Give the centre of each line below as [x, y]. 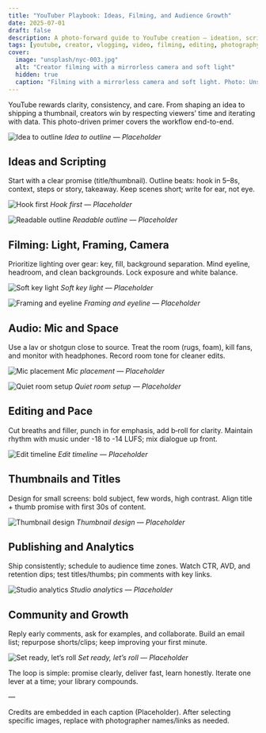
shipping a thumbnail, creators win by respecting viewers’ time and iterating [132, 113]
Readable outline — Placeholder [125, 220]
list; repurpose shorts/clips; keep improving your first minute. [108, 643]
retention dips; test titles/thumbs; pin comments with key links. [110, 574]
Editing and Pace [51, 411]
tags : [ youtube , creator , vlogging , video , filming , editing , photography [134, 45]
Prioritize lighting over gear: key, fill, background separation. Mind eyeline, [129, 264]
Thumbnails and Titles [65, 480]
